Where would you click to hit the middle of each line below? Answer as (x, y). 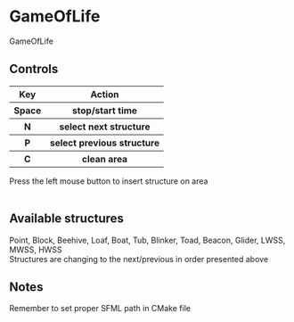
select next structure (105, 127)
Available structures (67, 219)
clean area (104, 159)
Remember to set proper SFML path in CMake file (100, 309)
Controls (34, 69)
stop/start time (105, 111)
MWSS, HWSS (36, 249)
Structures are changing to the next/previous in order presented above (139, 259)
